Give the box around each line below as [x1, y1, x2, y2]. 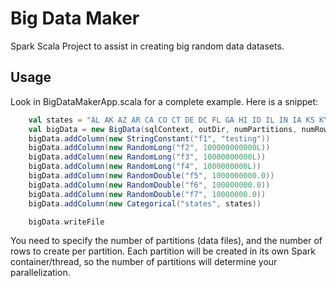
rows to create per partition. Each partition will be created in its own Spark [10, 245, 316, 257]
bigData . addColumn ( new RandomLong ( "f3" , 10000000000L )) [28, 152, 267, 162]
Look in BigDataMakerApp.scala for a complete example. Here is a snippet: [10, 95, 319, 107]
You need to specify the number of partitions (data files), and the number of [10, 235, 323, 247]
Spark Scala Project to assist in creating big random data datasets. [10, 40, 285, 52]
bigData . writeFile [28, 217, 105, 227]
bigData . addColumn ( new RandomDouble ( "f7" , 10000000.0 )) [28, 189, 267, 199]
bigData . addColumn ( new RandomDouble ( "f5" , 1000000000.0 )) [28, 171, 275, 181]
